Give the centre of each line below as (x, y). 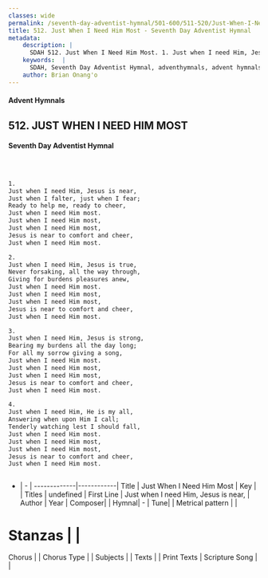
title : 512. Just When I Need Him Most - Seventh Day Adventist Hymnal (130, 30)
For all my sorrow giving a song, (66, 353)
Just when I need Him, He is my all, (71, 412)
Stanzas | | (45, 535)
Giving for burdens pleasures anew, (69, 280)
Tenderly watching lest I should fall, (75, 427)
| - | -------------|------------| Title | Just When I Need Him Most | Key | (138, 486)
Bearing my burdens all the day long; (73, 346)
